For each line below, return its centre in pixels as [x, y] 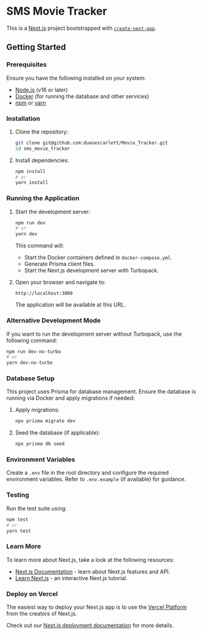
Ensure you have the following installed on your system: [76, 78]
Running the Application [43, 198]
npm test [17, 519]
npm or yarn [30, 102]
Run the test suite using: [37, 508]
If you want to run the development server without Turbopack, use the [94, 334]
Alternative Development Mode [54, 321]
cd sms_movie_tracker [42, 148]
